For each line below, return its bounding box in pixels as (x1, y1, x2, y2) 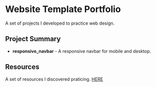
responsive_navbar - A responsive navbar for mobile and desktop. (12, 48, 151, 54)
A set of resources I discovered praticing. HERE (5, 76, 103, 82)
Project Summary (5, 35, 61, 43)
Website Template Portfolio (5, 4, 121, 15)
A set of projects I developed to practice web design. (5, 20, 115, 26)
